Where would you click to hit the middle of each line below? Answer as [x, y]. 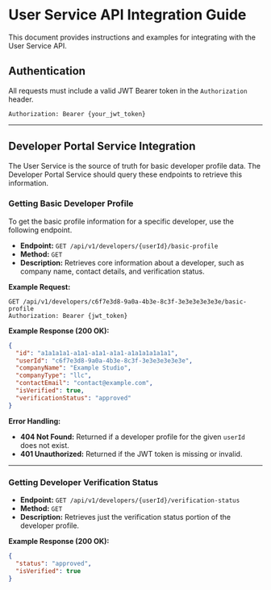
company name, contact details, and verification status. [113, 271]
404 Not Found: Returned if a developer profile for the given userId [133, 437]
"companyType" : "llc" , [54, 376]
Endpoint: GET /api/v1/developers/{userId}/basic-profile [119, 245]
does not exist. [45, 445]
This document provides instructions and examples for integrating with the [132, 37]
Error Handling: [35, 421]
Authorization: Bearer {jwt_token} [68, 316]
